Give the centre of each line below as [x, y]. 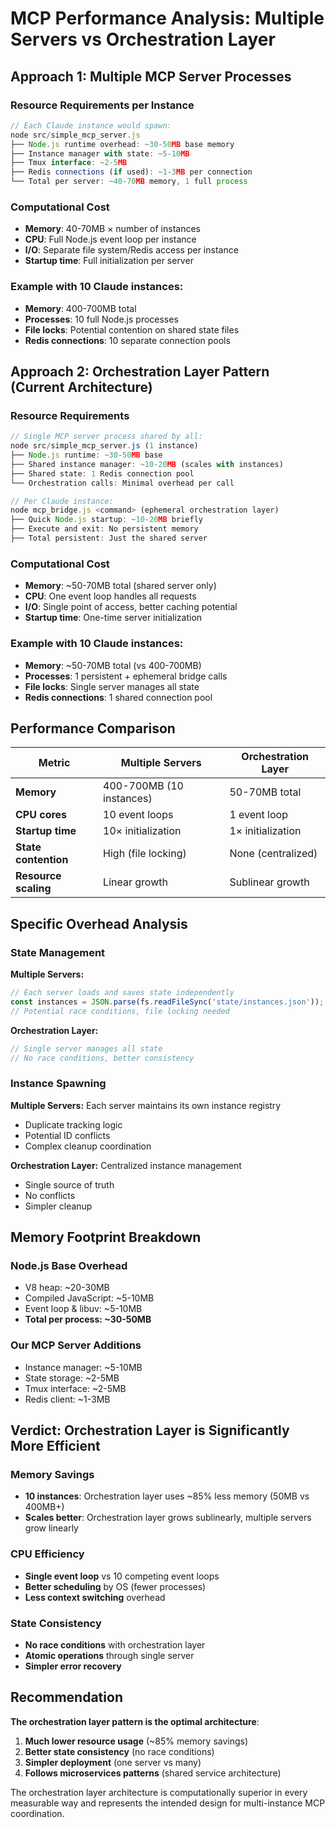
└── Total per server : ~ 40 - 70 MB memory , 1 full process [129, 182]
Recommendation [66, 1697]
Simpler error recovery [73, 1666]
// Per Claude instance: [62, 501]
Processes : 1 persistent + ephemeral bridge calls [126, 676]
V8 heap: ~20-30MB [67, 1288]
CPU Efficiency [47, 1554]
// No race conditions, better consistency [102, 1058]
